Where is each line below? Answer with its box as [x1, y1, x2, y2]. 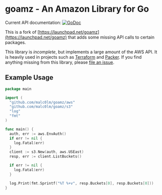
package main [5, 87, 32, 91]
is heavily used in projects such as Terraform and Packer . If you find [5, 54, 142, 60]
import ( [5, 95, 23, 100]
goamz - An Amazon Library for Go [5, 3, 149, 15]
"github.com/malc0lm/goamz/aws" [9, 100, 76, 105]
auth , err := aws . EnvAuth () [9, 131, 67, 136]
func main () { [5, 127, 34, 131]
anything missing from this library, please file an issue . [5, 59, 115, 65]
